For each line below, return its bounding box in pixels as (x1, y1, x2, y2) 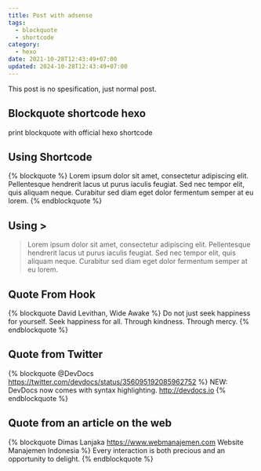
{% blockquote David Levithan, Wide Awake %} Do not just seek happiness (8, 309, 251, 318)
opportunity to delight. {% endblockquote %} (8, 454, 154, 463)
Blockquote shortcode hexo (8, 107, 147, 120)
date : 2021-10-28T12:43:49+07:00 (8, 56, 118, 64)
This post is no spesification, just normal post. (8, 84, 157, 93)
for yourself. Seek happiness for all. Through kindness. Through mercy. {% (8, 317, 249, 326)
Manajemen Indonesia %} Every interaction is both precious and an (8, 445, 226, 455)
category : (8, 41, 41, 49)
